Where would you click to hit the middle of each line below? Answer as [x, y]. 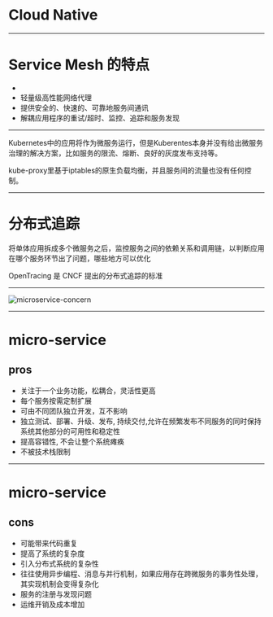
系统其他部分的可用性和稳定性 [70, 431]
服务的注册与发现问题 [56, 594]
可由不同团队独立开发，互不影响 [74, 411]
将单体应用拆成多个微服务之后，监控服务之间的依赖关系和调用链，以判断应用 [136, 248]
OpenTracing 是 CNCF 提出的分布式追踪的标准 [86, 275]
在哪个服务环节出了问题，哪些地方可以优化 [80, 258]
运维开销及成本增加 [52, 604]
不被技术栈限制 [45, 451]
